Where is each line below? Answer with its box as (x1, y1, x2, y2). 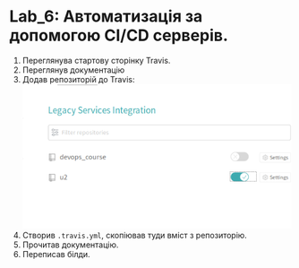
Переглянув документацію (21, 65, 125, 75)
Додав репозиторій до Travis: (21, 73, 135, 84)
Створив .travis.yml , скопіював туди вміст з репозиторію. (21, 230, 248, 241)
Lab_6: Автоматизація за (9, 6, 203, 27)
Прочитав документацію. (21, 239, 119, 250)
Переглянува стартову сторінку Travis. (21, 55, 171, 65)
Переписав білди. (21, 249, 91, 260)
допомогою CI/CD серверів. (9, 25, 228, 46)
